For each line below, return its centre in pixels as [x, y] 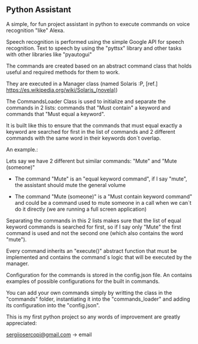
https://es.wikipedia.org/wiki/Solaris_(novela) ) [62, 90]
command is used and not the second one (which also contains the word [95, 233]
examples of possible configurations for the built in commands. [83, 281]
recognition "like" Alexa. [35, 30]
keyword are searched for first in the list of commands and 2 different [91, 131]
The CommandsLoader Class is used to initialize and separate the [86, 101]
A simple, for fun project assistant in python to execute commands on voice [98, 24]
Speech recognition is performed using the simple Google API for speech [95, 41]
